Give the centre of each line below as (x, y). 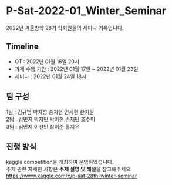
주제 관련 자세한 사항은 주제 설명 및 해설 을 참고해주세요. (69, 169)
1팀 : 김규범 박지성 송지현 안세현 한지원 (50, 112)
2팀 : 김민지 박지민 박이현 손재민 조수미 (51, 119)
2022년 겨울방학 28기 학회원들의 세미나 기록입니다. (65, 28)
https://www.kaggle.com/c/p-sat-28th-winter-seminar (72, 176)
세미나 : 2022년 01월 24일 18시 (50, 76)
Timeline (23, 47)
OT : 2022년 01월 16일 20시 (47, 61)
